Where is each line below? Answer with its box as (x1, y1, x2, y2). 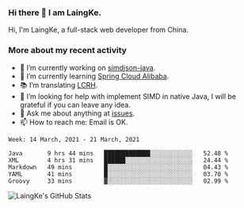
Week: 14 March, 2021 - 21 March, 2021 (8, 135, 140, 143)
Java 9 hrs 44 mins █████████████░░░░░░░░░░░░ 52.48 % (8, 149, 228, 157)
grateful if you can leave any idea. (19, 100, 131, 109)
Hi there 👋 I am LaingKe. (8, 7, 101, 18)
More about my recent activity (8, 45, 127, 56)
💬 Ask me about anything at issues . (19, 108, 135, 118)
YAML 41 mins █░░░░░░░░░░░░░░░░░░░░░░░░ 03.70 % (8, 170, 228, 178)
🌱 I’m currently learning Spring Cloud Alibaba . (19, 71, 170, 81)
